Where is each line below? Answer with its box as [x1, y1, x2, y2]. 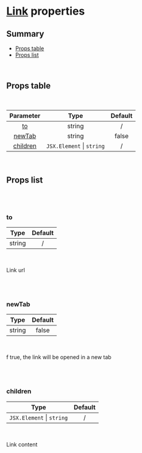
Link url [6, 266, 26, 274]
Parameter [9, 111, 41, 120]
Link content [6, 441, 38, 448]
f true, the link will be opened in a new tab [6, 353, 112, 361]
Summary [6, 29, 44, 39]
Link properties [6, 4, 85, 18]
